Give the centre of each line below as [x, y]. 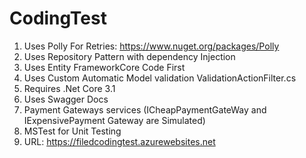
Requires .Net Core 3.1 [69, 88]
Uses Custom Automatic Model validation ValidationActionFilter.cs [160, 78]
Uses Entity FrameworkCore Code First [104, 67]
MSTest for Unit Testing [72, 131]
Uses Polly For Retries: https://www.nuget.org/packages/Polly [151, 46]
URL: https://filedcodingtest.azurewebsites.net [119, 141]
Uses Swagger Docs [66, 99]
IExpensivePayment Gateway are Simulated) [114, 120]
